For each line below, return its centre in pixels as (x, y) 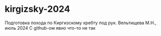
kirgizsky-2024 (37, 9)
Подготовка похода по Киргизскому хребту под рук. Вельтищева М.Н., (81, 23)
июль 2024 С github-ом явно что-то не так (50, 28)
